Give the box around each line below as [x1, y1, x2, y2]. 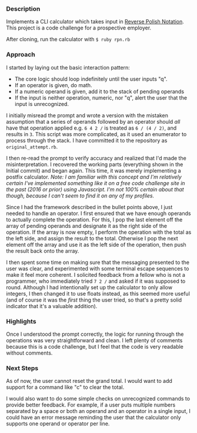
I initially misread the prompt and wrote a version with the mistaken [6, 111, 169, 119]
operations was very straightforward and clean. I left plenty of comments [6, 336, 183, 343]
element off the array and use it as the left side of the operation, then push [6, 241, 186, 248]
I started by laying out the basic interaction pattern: [6, 64, 131, 71]
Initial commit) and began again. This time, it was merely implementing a [6, 167, 181, 174]
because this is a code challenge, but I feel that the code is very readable [6, 343, 184, 350]
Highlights [6, 317, 36, 325]
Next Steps [6, 364, 39, 372]
